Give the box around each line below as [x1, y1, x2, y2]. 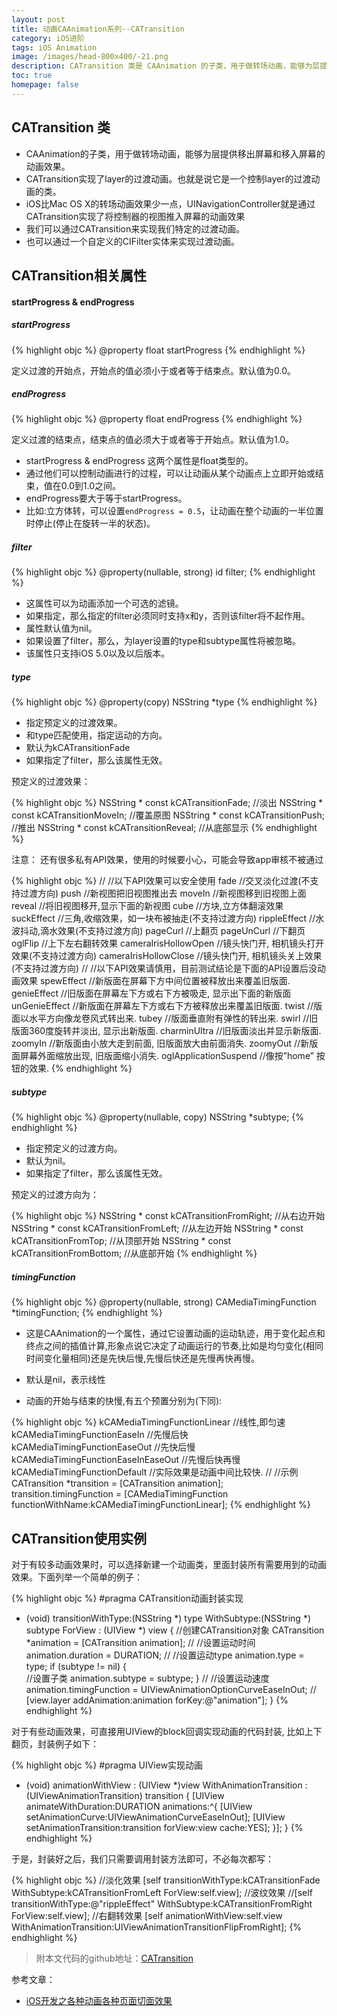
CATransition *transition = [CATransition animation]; [11, 1477, 224, 1490]
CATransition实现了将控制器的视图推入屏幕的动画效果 [25, 210, 246, 222]
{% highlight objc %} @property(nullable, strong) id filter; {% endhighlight [11, 566, 316, 578]
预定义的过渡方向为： [11, 1189, 99, 1201]
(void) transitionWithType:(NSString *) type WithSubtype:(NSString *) [25, 1612, 311, 1625]
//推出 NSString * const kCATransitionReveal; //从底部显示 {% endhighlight [11, 822, 318, 834]
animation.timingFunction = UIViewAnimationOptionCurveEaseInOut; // [25, 1684, 317, 1696]
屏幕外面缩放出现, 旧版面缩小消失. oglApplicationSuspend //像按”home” [19, 1050, 314, 1062]
